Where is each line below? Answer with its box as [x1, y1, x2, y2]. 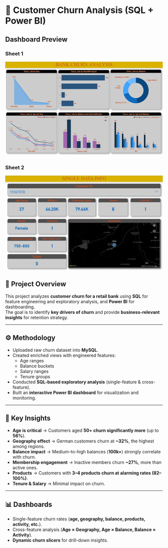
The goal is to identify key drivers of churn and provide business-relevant [5, 309, 160, 315]
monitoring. [12, 395, 36, 401]
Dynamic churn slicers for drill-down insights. [12, 537, 108, 543]
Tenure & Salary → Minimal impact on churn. [12, 480, 105, 486]
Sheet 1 [5, 50, 23, 57]
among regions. [12, 443, 45, 449]
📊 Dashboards [5, 500, 52, 508]
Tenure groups [19, 373, 50, 379]
